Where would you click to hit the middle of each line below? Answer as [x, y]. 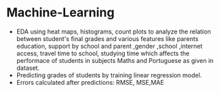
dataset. [28, 68]
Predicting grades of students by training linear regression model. [109, 75]
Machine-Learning [60, 13]
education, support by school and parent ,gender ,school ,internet [109, 46]
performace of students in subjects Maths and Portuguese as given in [115, 60]
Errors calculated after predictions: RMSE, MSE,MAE [90, 82]
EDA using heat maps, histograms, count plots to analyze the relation [113, 31]
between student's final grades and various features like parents [107, 38]
